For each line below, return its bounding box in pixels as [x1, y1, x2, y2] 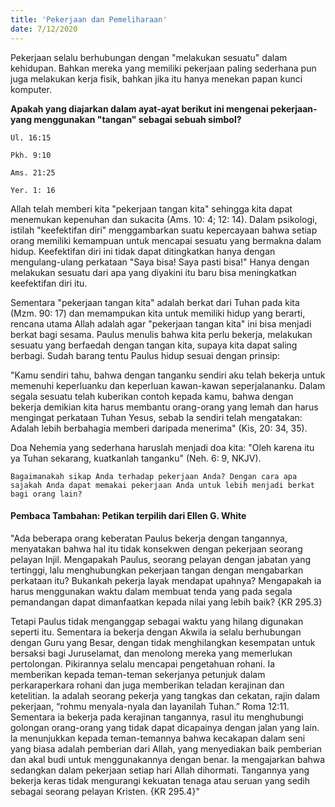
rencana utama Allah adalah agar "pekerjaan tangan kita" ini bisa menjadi [10, 317, 312, 330]
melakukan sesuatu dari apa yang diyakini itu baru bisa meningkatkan [10, 266, 297, 278]
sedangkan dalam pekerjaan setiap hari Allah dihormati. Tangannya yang [10, 764, 310, 776]
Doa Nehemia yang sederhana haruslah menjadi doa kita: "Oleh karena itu [10, 441, 315, 453]
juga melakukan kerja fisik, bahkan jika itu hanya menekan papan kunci [10, 72, 303, 85]
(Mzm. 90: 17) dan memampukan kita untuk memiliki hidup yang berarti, [10, 307, 306, 319]
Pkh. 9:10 [10, 150, 52, 160]
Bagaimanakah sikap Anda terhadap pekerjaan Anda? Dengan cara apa [10, 471, 298, 481]
